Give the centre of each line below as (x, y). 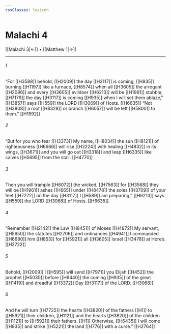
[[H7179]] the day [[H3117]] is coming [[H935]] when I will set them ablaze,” (84, 98)
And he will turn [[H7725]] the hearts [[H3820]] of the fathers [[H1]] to (79, 310)
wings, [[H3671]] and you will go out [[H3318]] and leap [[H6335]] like (78, 152)
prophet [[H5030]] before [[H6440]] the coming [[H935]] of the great (78, 277)
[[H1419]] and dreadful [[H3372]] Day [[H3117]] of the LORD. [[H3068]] (79, 283)
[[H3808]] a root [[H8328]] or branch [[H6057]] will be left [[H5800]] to (80, 108)
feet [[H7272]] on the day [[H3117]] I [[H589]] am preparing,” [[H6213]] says (85, 196)
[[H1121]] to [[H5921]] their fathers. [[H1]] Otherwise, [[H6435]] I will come (83, 321)
